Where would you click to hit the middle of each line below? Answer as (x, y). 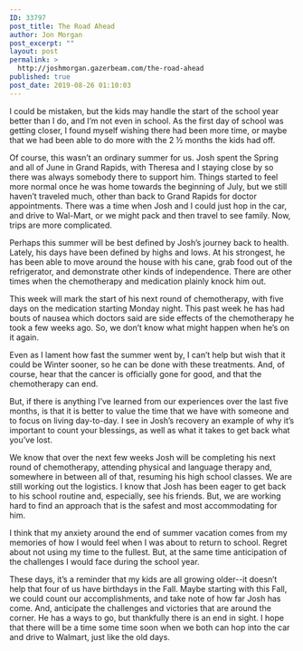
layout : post (34, 52)
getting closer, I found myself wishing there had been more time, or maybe (148, 130)
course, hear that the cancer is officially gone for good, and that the (136, 374)
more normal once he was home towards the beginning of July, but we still (148, 186)
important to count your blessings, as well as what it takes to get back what (150, 430)
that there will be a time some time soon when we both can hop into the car (150, 627)
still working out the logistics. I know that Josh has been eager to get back (148, 486)
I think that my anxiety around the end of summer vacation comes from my (148, 532)
